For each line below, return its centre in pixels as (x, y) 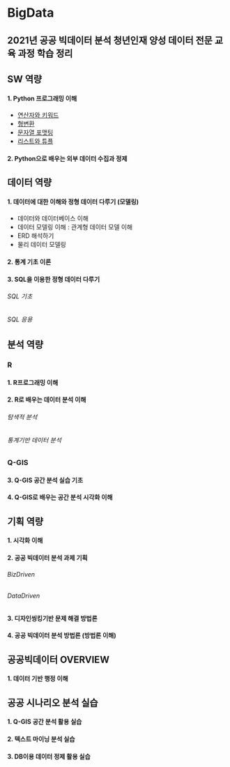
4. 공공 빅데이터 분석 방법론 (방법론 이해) (62, 635)
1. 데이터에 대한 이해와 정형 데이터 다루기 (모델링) (73, 202)
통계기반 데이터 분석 (34, 440)
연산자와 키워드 (38, 115)
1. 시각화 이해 (25, 540)
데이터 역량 (30, 183)
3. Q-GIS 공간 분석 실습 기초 (45, 480)
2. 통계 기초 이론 (29, 261)
